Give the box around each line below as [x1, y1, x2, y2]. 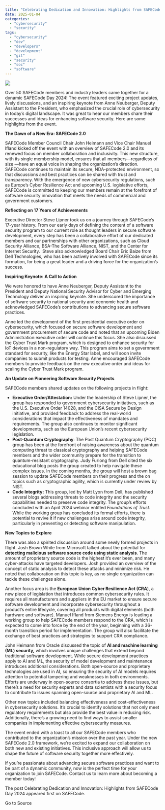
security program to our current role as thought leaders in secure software [5, 227, 156, 233]
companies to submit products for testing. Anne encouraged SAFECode [5, 355, 150, 361]
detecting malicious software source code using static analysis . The [5, 550, 147, 556]
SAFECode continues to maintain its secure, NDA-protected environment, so [5, 166, 160, 172]
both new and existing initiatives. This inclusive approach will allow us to [5, 745, 151, 751]
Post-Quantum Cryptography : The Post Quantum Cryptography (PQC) [12, 437, 157, 442]
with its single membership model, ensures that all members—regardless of [5, 156, 158, 162]
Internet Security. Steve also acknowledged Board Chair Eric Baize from [5, 248, 152, 254]
